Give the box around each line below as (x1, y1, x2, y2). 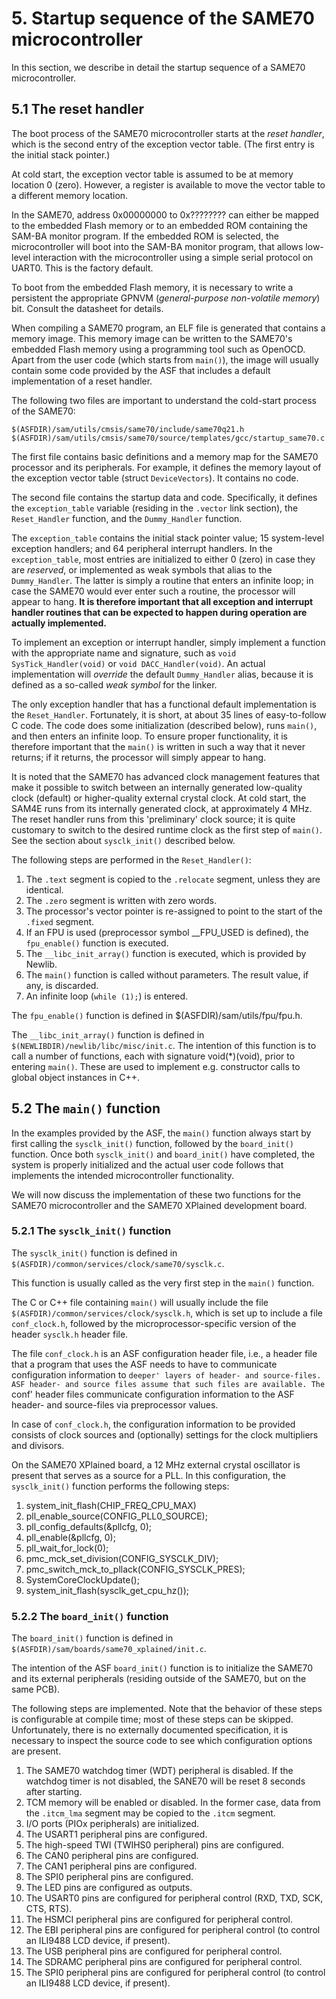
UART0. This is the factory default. (11, 262, 154, 274)
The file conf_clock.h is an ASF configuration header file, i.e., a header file (11, 1347, 318, 1359)
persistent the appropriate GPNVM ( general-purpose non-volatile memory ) (11, 292, 321, 304)
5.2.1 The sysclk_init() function (11, 1224, 172, 1238)
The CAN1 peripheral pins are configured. (25, 1860, 198, 1872)
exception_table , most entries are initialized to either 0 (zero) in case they (11, 553, 316, 565)
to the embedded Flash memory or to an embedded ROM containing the (11, 219, 308, 231)
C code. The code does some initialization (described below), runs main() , (11, 719, 318, 731)
